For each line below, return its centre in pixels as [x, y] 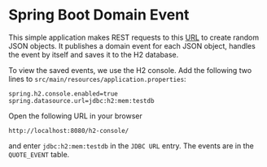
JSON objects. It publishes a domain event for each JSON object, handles [132, 45]
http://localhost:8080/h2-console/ [69, 131]
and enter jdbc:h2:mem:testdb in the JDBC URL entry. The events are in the [131, 146]
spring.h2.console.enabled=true [63, 94]
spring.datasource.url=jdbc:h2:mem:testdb [81, 101]
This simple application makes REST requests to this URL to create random [133, 37]
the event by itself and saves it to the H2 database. [94, 54]
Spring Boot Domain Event [99, 15]
